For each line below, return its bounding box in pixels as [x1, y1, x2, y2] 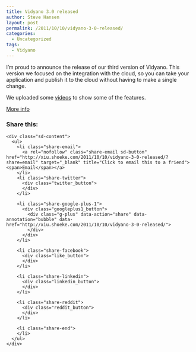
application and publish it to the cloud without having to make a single [6, 76, 177, 83]
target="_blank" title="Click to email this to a [40, 159, 166, 166]
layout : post [6, 20, 39, 25]
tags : [6, 42, 20, 48]
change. [6, 82, 27, 89]
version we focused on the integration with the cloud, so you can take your [6, 69, 189, 77]
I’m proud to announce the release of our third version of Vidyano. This [6, 63, 180, 71]
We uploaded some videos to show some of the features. [6, 94, 146, 101]
